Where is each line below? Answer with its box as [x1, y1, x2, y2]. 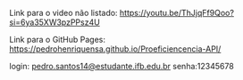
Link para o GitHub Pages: [9, 35, 105, 44]
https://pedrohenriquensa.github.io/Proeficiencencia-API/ [9, 44, 222, 54]
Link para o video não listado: [9, 8, 118, 18]
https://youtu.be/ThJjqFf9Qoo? [119, 8, 235, 18]
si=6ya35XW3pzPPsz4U [9, 17, 100, 28]
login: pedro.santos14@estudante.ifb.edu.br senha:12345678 [9, 61, 234, 71]
